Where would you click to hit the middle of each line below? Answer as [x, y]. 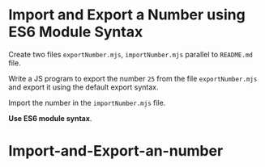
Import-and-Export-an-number [116, 151]
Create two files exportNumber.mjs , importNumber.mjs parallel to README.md [130, 54]
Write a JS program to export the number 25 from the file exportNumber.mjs [133, 78]
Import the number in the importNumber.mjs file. [87, 102]
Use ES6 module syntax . [50, 118]
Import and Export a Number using [127, 15]
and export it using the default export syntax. [83, 87]
